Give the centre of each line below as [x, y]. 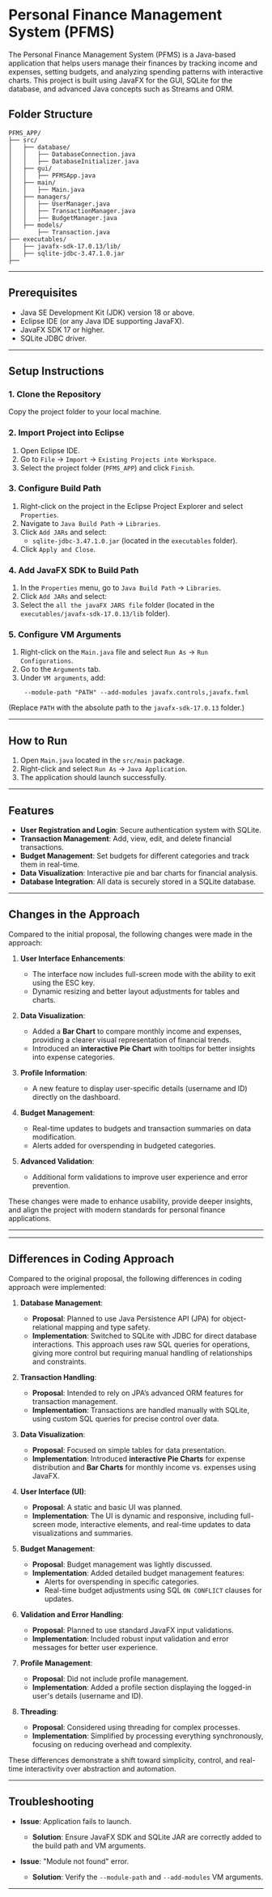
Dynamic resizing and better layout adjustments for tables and [136, 991]
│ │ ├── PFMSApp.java [52, 176]
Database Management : [62, 1303]
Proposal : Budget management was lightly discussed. [122, 1564]
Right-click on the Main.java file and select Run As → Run [114, 652]
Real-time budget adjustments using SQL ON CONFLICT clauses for [153, 1590]
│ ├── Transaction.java [59, 232]
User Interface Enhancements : [72, 958]
